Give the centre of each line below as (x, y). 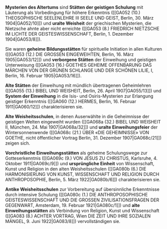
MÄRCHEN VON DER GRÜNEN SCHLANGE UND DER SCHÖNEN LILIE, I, (79, 70)
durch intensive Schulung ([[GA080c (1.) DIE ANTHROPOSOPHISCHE (76, 195)
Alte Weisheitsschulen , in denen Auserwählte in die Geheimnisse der (77, 117)
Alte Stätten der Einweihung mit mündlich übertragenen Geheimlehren (78, 85)
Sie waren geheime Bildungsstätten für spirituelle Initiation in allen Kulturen (83, 49)
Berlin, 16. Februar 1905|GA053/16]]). (43, 76)
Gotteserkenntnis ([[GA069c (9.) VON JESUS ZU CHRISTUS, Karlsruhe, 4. (81, 158)
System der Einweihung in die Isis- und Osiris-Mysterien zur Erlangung (79, 96)
